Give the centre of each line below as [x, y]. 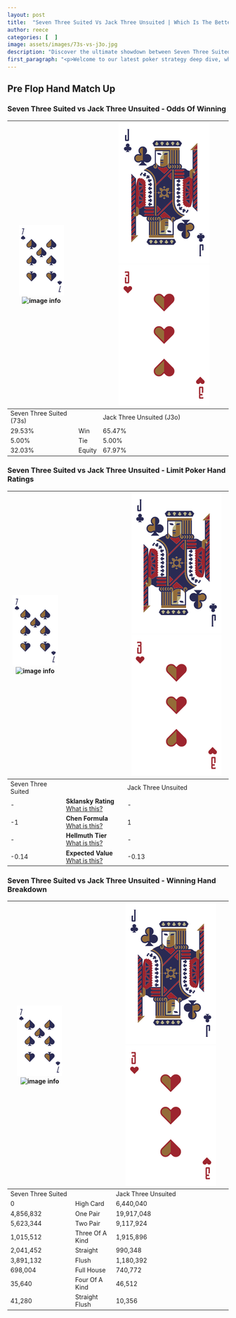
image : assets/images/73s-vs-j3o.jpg [63, 45]
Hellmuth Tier [86, 835]
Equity [87, 450]
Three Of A [91, 1233]
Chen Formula [87, 819]
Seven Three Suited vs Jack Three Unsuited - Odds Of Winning [117, 109]
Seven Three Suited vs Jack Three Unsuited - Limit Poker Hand [117, 471]
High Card [90, 1204]
